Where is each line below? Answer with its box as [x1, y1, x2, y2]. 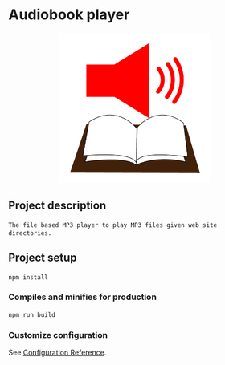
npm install [8, 273, 48, 282]
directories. [8, 229, 52, 237]
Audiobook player [8, 6, 130, 24]
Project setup [8, 251, 78, 265]
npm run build [8, 310, 56, 318]
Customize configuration [8, 329, 108, 340]
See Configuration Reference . [8, 347, 107, 358]
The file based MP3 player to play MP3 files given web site [8, 221, 218, 229]
